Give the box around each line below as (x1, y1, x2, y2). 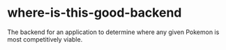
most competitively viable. (7, 35, 83, 43)
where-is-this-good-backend (7, 5, 182, 21)
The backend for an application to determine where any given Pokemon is (7, 28, 220, 36)
